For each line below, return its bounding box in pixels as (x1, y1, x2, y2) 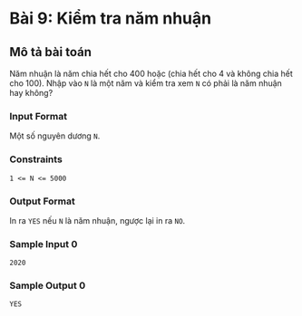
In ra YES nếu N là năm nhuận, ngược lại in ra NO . (9, 215, 186, 225)
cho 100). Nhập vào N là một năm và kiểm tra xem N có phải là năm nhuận (9, 78, 283, 89)
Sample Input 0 (9, 237, 78, 250)
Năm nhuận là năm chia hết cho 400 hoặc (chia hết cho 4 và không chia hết (9, 68, 293, 79)
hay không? (9, 88, 54, 98)
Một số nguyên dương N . (9, 130, 101, 141)
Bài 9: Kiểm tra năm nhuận (9, 8, 211, 29)
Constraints (9, 153, 63, 166)
